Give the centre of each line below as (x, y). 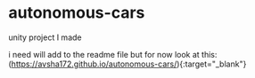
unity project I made (45, 37)
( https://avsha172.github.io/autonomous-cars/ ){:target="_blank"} (127, 64)
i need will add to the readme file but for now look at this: (113, 54)
